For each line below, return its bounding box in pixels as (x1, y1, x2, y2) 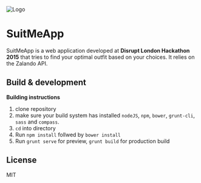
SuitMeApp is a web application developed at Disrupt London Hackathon (6, 47, 190, 54)
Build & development (6, 78, 86, 88)
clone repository (15, 105, 56, 112)
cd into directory (15, 124, 56, 131)
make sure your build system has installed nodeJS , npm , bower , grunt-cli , (15, 111, 196, 119)
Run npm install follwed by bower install (15, 131, 121, 138)
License (6, 155, 37, 165)
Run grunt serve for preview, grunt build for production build (15, 137, 170, 145)
